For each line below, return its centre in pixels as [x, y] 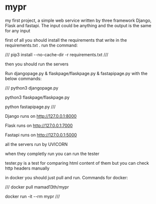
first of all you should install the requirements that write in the [66, 40]
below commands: [23, 78]
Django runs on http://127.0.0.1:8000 [41, 116]
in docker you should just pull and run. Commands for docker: [66, 177]
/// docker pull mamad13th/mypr [37, 187]
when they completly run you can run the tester [52, 154]
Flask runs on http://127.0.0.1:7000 [39, 126]
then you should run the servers [37, 64]
